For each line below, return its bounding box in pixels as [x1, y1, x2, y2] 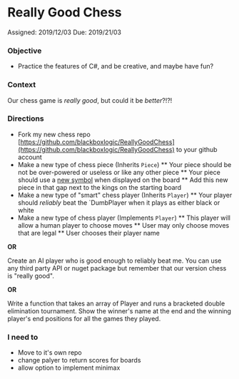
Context [7, 80, 36, 90]
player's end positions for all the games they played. [7, 314, 161, 323]
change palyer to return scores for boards [17, 356, 141, 365]
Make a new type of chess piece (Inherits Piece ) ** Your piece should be [17, 160, 232, 168]
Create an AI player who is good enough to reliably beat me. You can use [7, 256, 222, 265]
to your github [176, 145, 218, 153]
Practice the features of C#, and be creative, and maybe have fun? [17, 62, 214, 71]
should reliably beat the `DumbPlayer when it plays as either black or [17, 198, 220, 207]
